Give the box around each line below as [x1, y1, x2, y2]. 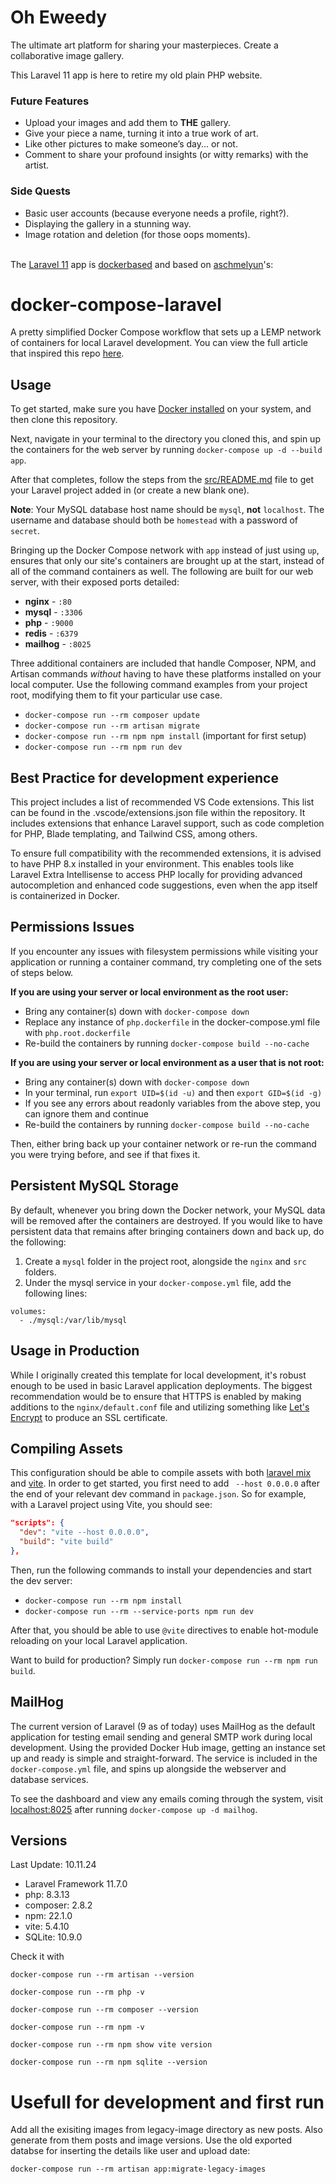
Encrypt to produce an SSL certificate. [10, 1411, 168, 1423]
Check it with [10, 1951, 65, 1963]
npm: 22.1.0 [24, 1910, 73, 1922]
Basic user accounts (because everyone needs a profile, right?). [24, 207, 290, 219]
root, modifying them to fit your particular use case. [10, 689, 223, 701]
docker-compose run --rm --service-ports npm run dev [24, 1606, 254, 1616]
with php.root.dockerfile [24, 1026, 131, 1038]
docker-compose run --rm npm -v [10, 2022, 145, 2033]
